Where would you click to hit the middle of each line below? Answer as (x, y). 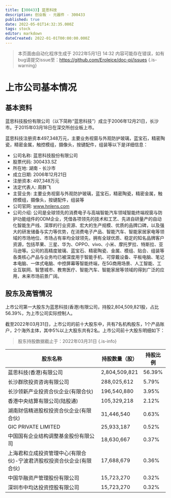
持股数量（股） (120, 359)
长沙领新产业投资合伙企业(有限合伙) (51, 391)
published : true (22, 19)
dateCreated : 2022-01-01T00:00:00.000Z (48, 39)
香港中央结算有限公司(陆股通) (43, 401)
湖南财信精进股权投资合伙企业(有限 (50, 411)
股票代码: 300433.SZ (35, 162)
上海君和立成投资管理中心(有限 (45, 453)
